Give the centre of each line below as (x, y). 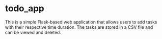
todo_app (25, 9)
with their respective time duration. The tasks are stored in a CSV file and (79, 27)
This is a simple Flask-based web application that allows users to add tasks (81, 22)
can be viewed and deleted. (33, 32)
